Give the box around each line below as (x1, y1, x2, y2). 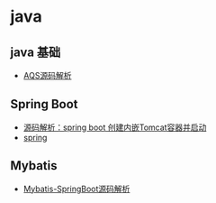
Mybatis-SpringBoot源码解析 (22, 183, 130, 194)
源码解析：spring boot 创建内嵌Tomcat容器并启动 (22, 122, 207, 133)
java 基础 (10, 44, 61, 60)
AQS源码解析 (22, 70, 72, 80)
